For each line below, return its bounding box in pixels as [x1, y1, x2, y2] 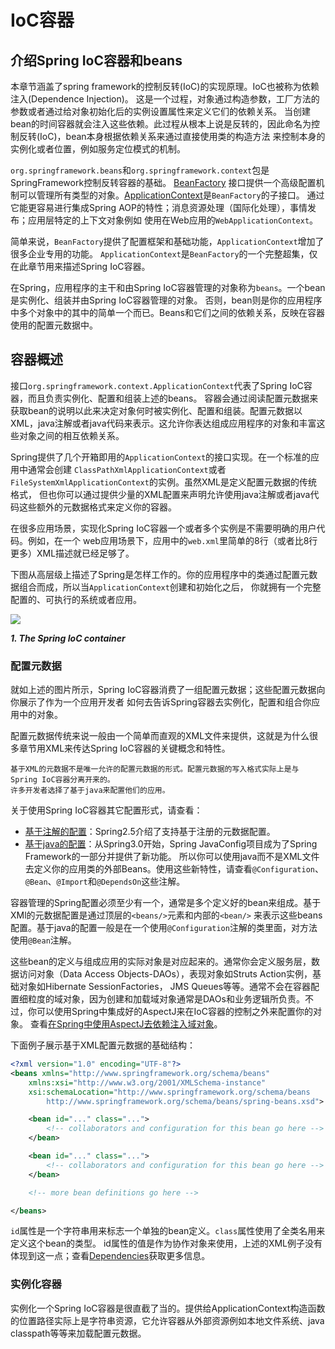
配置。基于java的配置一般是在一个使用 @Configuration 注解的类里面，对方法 [10, 922, 318, 934]
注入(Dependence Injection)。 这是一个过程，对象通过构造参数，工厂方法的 [10, 93, 320, 105]
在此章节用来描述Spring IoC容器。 [10, 261, 151, 272]
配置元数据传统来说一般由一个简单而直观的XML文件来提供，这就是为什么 [10, 730, 310, 742]
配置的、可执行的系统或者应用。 [10, 593, 142, 605]
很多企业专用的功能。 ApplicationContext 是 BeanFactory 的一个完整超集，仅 [10, 248, 318, 260]
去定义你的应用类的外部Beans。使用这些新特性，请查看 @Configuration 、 [24, 863, 325, 875]
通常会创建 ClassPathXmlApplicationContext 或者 [27, 463, 227, 475]
